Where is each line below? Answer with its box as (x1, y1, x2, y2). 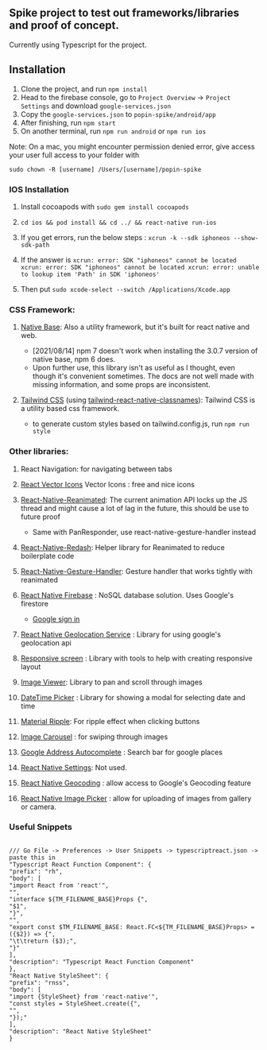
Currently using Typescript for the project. (9, 40, 147, 49)
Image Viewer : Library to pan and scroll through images (20, 677, 203, 687)
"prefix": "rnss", (9, 978, 70, 986)
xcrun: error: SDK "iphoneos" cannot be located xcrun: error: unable (20, 263, 260, 271)
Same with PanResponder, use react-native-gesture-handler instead (32, 527, 257, 537)
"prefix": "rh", (9, 867, 63, 875)
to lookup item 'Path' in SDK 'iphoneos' (20, 270, 160, 278)
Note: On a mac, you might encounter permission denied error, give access (9, 141, 255, 151)
